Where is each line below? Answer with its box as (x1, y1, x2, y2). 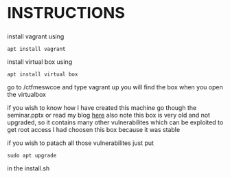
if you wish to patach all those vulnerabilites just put (7, 139, 154, 147)
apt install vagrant (7, 45, 67, 52)
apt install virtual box (7, 71, 78, 78)
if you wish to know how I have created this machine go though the (7, 103, 197, 111)
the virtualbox (7, 90, 47, 98)
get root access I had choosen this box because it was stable (7, 125, 181, 133)
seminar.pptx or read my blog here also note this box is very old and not (7, 111, 211, 119)
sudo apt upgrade (7, 152, 57, 159)
